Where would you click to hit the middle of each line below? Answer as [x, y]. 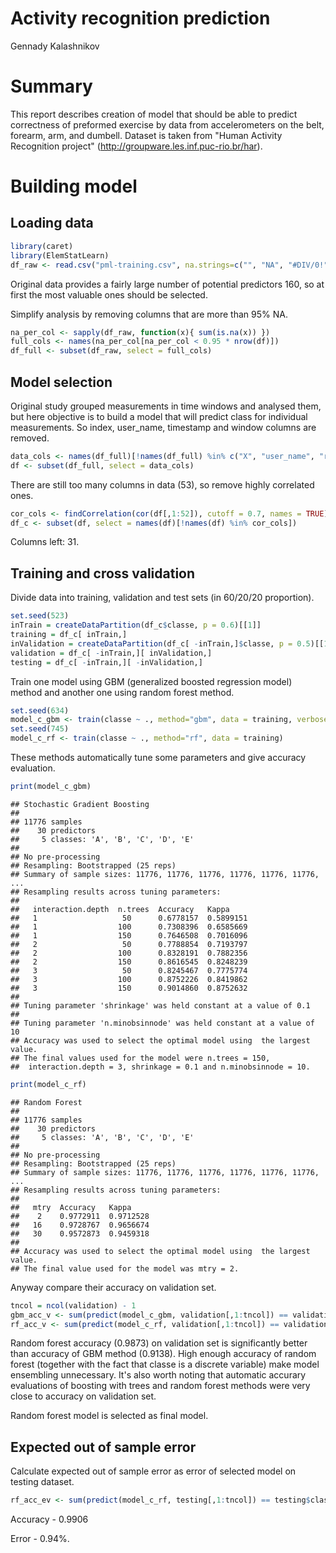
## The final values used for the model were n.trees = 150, [140, 1058]
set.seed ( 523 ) [40, 616]
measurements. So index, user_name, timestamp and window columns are [163, 427]
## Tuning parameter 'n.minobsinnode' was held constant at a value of [162, 1023]
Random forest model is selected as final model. [109, 1416]
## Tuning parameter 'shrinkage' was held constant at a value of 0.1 [160, 1005]
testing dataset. [42, 1482]
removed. [30, 438]
